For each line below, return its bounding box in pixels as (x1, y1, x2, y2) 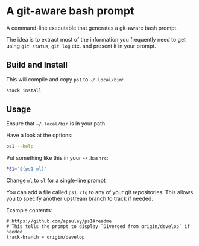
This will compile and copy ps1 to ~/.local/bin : (6, 75, 124, 83)
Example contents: (6, 207, 52, 214)
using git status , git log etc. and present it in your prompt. (6, 42, 157, 49)
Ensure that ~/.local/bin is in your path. (6, 120, 107, 127)
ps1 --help (6, 143, 34, 150)
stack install (6, 87, 42, 93)
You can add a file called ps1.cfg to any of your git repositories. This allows (6, 189, 194, 196)
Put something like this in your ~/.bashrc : (6, 154, 109, 162)
